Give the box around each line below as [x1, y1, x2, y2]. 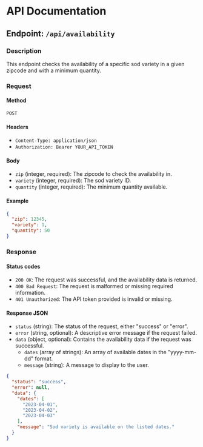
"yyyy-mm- [167, 349, 197, 356]
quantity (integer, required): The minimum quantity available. [15, 183, 168, 190]
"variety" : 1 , [12, 222, 47, 228]
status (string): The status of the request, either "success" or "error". [15, 323, 188, 330]
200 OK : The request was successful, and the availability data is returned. [15, 276, 198, 283]
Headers [6, 123, 28, 130]
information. [15, 289, 45, 297]
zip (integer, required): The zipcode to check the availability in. [15, 170, 173, 178]
